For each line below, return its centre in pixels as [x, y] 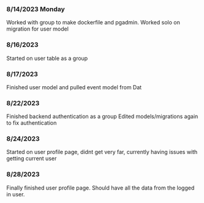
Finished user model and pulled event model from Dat [74, 87]
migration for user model [38, 29]
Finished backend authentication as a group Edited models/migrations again [102, 116]
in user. [16, 194]
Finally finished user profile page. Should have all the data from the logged [100, 188]
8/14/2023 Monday [36, 9]
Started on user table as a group [47, 58]
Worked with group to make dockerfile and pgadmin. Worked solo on [93, 23]
